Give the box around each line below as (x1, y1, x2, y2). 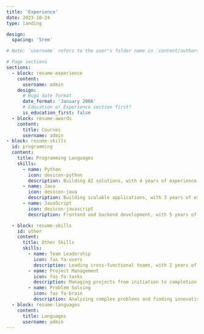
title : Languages (22, 313, 67, 319)
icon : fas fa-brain (33, 290, 83, 297)
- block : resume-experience (12, 70, 83, 76)
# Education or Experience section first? (22, 104, 132, 110)
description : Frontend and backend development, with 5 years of (28, 211, 197, 218)
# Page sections (6, 59, 47, 65)
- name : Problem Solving (28, 285, 91, 291)
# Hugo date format (22, 92, 72, 99)
